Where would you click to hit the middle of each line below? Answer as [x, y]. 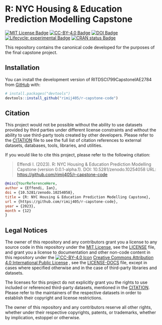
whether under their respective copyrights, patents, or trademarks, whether [81, 312]
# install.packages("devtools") [38, 93]
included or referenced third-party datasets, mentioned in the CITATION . [77, 288]
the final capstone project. [31, 52]
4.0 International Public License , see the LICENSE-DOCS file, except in [76, 263]
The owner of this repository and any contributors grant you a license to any [81, 242]
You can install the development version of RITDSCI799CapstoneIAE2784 [78, 79]
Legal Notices [26, 230]
